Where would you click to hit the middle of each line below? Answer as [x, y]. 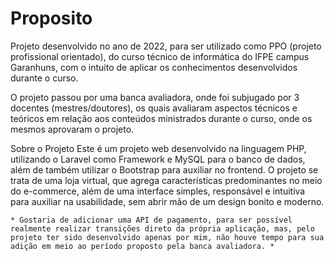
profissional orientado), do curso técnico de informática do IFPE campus [160, 56]
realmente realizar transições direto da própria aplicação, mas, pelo [162, 228]
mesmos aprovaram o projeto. [72, 129]
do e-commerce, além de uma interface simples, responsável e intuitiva [158, 191]
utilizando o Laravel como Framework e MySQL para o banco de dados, [158, 159]
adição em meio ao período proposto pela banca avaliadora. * [142, 246]
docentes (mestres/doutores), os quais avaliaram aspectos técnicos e [154, 108]
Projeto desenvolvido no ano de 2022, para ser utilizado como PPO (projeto [166, 46]
